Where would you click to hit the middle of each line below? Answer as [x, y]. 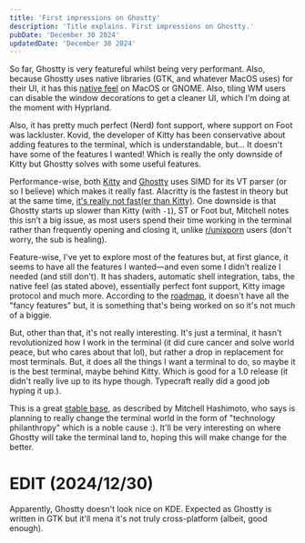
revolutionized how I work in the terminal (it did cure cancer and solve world [152, 343]
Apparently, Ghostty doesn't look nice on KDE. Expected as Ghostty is [141, 509]
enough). [26, 528]
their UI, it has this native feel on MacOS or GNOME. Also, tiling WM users [148, 88]
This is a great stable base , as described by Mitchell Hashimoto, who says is [152, 408]
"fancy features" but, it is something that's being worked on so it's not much [152, 306]
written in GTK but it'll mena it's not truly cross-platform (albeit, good [139, 518]
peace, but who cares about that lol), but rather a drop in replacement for [147, 352]
